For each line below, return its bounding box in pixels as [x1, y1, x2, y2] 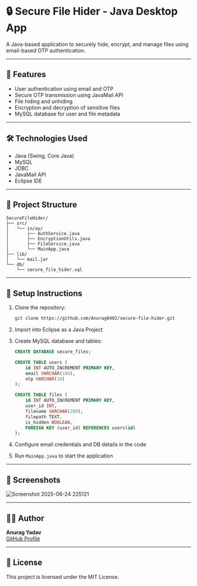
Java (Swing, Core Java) [14, 152, 74, 159]
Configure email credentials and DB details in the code [14, 441, 147, 448]
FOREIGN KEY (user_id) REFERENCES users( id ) [25, 425, 136, 431]
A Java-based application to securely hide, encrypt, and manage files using [6, 41, 189, 48]
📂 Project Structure [6, 200, 77, 210]
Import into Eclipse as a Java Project [14, 326, 103, 333]
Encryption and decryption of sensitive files [14, 104, 120, 111]
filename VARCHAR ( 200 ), [25, 408, 83, 414]
